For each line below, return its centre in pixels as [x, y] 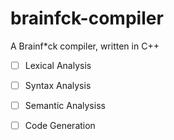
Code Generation [60, 126]
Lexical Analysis [58, 65]
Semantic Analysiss [65, 106]
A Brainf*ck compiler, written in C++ [85, 46]
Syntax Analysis [58, 85]
